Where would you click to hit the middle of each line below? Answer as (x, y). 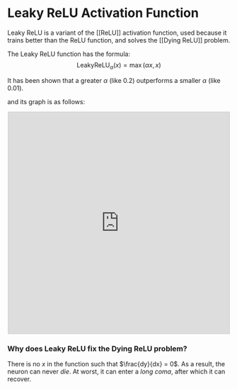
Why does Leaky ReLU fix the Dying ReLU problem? (97, 349)
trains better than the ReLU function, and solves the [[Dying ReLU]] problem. (119, 40)
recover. (19, 379)
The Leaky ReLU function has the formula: (69, 54)
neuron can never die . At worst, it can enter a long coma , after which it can (116, 372)
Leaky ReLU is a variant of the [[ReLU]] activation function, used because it (117, 33)
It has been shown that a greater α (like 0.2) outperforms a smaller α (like (114, 80)
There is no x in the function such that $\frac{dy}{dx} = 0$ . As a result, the (116, 364)
